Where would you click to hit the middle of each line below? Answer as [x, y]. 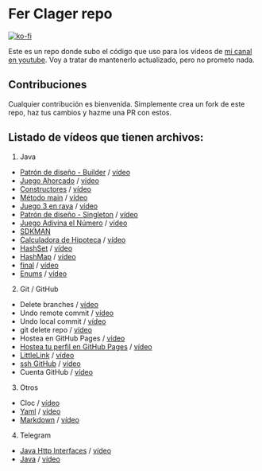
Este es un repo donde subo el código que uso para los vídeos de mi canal [130, 51]
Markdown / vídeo [49, 419]
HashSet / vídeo [46, 248]
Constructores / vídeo [55, 189]
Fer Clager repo [60, 14]
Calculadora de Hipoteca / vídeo [73, 239]
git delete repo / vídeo [56, 329]
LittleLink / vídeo [47, 355]
